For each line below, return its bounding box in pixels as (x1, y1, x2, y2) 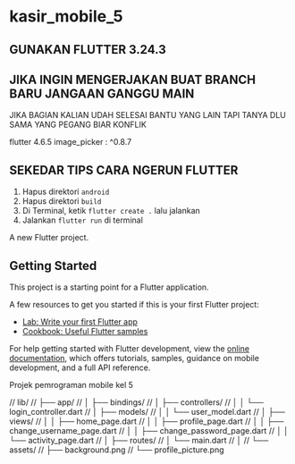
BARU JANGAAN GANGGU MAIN (9, 86, 195, 101)
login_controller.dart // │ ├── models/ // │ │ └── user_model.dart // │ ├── (9, 407, 286, 418)
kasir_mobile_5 (9, 6, 123, 27)
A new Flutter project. (9, 232, 89, 243)
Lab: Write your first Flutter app (21, 316, 139, 327)
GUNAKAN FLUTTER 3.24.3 (9, 42, 167, 57)
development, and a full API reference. (9, 362, 151, 373)
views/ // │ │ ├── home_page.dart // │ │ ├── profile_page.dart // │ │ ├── (9, 416, 284, 426)
